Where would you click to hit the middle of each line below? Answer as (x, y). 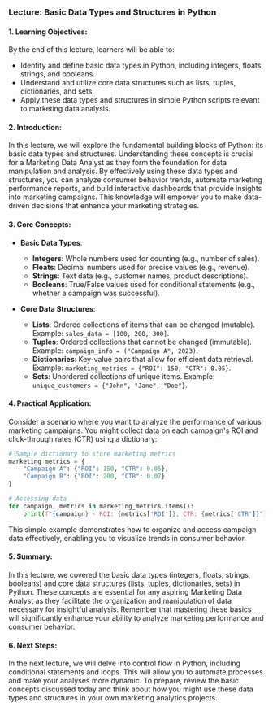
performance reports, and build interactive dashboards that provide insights (135, 189)
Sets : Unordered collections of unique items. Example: (123, 376)
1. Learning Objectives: (48, 32)
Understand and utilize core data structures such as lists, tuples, (128, 83)
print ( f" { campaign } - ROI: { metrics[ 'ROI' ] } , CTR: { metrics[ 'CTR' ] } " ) (145, 514)
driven (19, 206)
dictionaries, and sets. (57, 91)
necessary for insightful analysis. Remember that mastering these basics (130, 609)
